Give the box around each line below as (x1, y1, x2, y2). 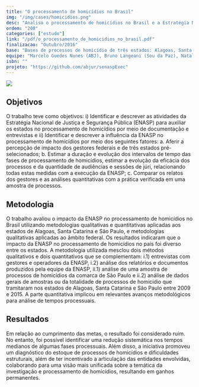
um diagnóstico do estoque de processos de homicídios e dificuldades (6, 348, 179, 356)
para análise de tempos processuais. (6, 297, 96, 304)
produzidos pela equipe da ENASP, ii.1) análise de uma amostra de (6, 265, 168, 272)
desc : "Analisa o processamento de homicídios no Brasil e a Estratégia (6, 20, 190, 26)
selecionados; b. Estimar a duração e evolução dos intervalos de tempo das (6, 151, 191, 158)
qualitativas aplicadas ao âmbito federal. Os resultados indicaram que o (6, 234, 181, 241)
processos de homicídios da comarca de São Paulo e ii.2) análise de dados (6, 272, 190, 279)
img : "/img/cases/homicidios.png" (6, 14, 92, 20)
